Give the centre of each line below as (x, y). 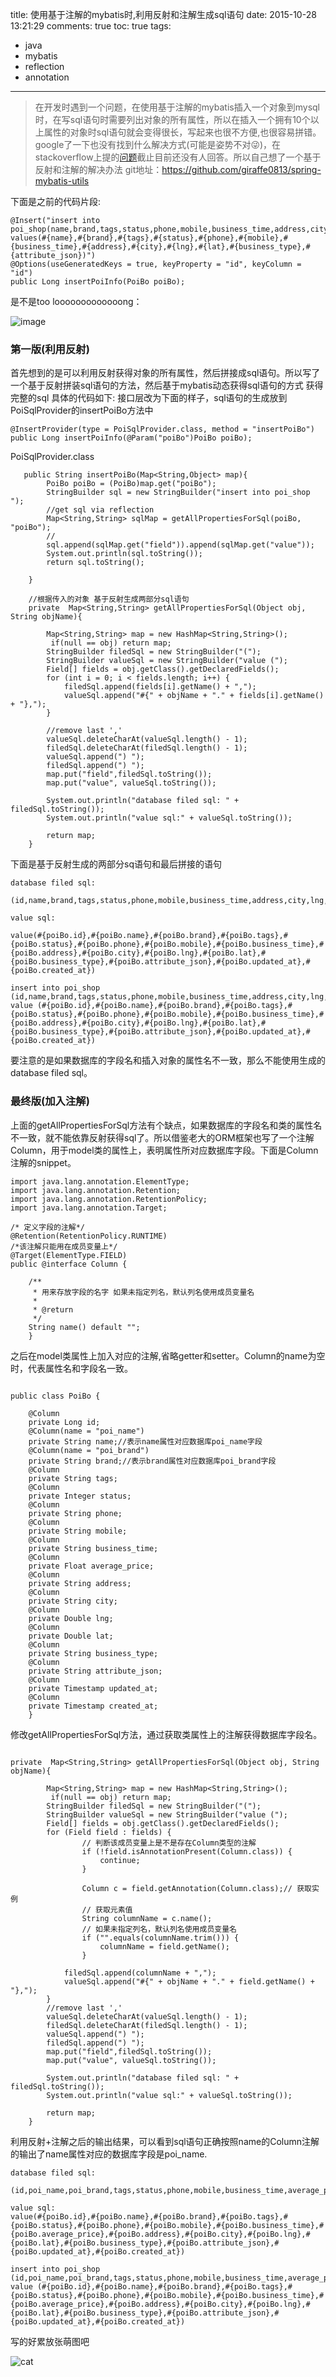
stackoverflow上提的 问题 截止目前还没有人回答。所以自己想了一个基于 (178, 157)
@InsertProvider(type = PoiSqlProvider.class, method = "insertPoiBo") (162, 429)
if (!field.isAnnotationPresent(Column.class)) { (187, 1851)
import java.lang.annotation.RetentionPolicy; (109, 1199)
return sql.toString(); (95, 563)
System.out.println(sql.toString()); (124, 554)
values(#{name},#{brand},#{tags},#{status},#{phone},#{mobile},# (149, 238)
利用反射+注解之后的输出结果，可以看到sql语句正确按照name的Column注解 (165, 2141)
